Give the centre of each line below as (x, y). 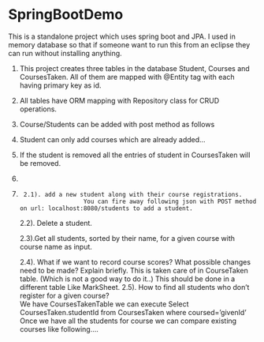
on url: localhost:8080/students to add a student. (106, 208)
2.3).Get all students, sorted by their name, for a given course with (127, 238)
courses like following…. (59, 329)
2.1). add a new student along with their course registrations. (133, 194)
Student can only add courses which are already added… (113, 139)
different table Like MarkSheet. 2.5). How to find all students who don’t (134, 287)
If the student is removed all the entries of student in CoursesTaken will (135, 155)
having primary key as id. (60, 85)
